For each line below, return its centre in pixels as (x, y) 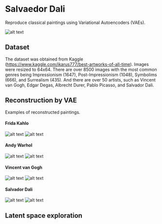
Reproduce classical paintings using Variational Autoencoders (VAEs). (75, 22)
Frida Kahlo (17, 123)
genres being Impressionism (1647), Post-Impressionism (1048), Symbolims (81, 75)
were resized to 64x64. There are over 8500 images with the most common (81, 69)
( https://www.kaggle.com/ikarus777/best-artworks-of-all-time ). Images (77, 64)
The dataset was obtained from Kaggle (44, 59)
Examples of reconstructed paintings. (43, 112)
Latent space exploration (44, 215)
